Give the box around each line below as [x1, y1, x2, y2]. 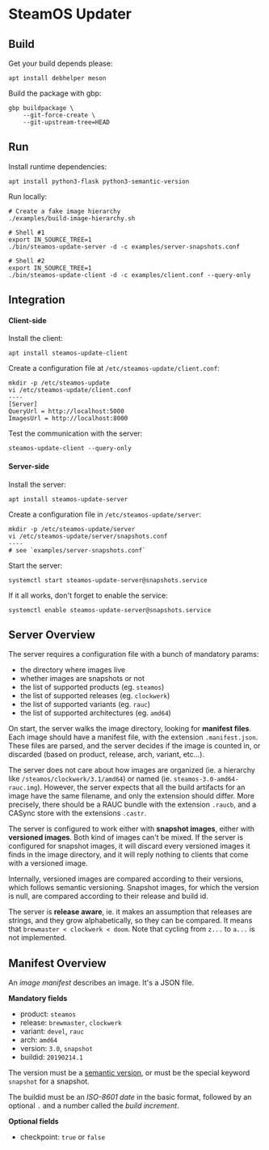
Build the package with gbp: [8, 88, 102, 98]
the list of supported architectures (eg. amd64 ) [19, 708, 171, 718]
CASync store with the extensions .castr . [8, 808, 147, 818]
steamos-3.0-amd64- [173, 775, 239, 784]
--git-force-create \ [23, 111, 95, 119]
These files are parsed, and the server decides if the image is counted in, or [8, 741, 261, 751]
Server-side [8, 462, 50, 471]
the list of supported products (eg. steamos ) [19, 682, 165, 692]
